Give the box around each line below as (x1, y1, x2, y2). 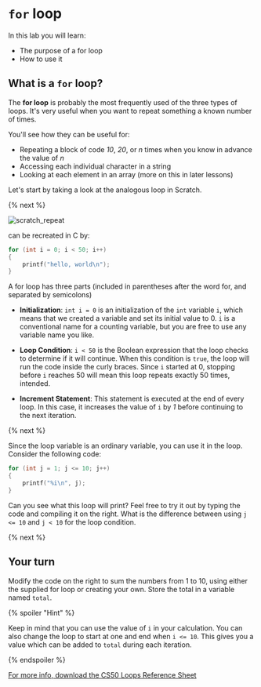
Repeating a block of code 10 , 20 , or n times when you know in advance (19, 144, 253, 154)
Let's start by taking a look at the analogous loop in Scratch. (8, 185, 202, 194)
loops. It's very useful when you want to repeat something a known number (8, 106, 252, 115)
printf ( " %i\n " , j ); (22, 479, 86, 487)
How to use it (19, 54, 63, 64)
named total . (8, 593, 53, 602)
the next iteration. (19, 411, 77, 420)
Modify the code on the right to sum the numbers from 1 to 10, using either (8, 576, 248, 585)
